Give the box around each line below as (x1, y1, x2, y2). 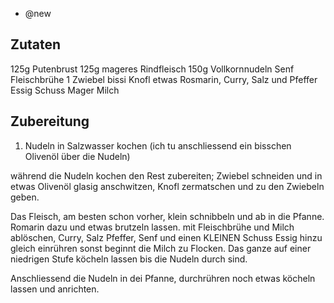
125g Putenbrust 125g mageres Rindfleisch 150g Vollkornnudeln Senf (10, 63, 295, 75)
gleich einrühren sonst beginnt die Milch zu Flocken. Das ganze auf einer (10, 242, 312, 254)
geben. (10, 191, 40, 203)
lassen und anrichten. (10, 283, 100, 295)
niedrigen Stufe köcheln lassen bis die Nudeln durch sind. (10, 253, 248, 265)
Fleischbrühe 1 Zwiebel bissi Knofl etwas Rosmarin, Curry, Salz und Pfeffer (10, 73, 318, 85)
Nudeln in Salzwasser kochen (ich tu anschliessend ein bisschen (24, 139, 292, 152)
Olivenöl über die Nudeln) (24, 150, 131, 162)
